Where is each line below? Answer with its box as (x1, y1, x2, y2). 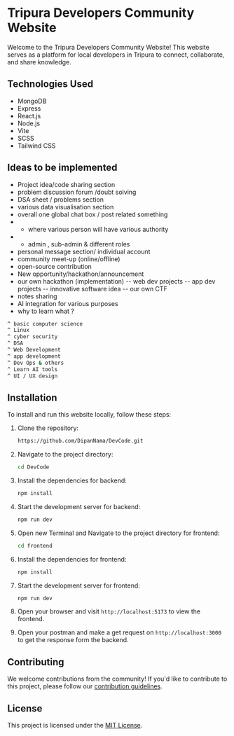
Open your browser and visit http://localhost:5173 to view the (17, 607, 201, 616)
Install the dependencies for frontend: (17, 555, 127, 563)
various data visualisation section (17, 202, 114, 211)
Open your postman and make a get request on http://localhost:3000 (17, 628, 222, 637)
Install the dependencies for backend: (17, 476, 128, 485)
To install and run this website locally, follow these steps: (7, 410, 172, 419)
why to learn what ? (17, 307, 75, 315)
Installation (7, 391, 57, 403)
